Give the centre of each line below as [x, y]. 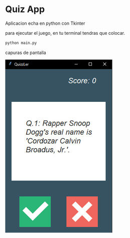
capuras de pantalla [26, 52]
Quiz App [25, 9]
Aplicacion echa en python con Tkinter [45, 23]
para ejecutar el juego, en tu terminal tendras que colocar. [65, 33]
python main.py [21, 43]
